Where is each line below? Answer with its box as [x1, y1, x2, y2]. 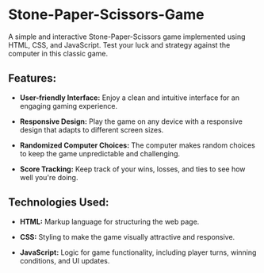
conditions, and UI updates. [19, 256, 110, 265]
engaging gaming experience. [19, 101, 117, 110]
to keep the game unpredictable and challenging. [19, 148, 181, 158]
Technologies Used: [8, 196, 109, 210]
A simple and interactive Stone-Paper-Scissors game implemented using [8, 32, 246, 41]
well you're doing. [19, 172, 78, 182]
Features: [8, 71, 57, 85]
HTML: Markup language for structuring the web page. [19, 217, 200, 226]
